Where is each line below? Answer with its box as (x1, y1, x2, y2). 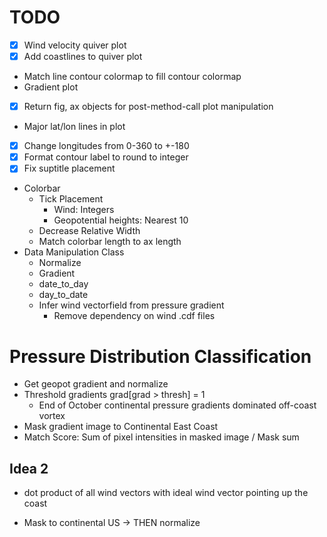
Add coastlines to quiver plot (23, 51, 143, 62)
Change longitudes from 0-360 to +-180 (23, 140, 190, 152)
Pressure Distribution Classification (9, 345, 312, 368)
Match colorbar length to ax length (38, 236, 182, 248)
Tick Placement (38, 193, 104, 205)
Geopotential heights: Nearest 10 (53, 214, 189, 226)
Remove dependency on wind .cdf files (53, 310, 216, 322)
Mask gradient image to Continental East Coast (23, 421, 219, 433)
